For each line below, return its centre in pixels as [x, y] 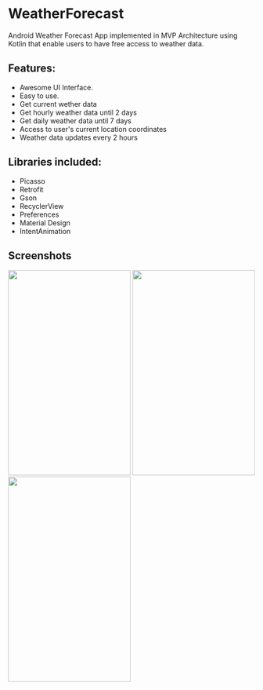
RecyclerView [41, 206]
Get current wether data [58, 104]
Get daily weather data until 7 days [75, 120]
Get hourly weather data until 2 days [78, 112]
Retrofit [31, 189]
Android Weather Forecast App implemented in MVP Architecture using [123, 35]
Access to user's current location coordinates [93, 129]
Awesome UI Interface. [56, 87]
